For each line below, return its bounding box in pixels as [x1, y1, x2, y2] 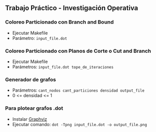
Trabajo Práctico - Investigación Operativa [5, 4, 138, 12]
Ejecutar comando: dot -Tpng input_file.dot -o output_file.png [12, 121, 147, 127]
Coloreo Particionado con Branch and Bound [5, 19, 114, 26]
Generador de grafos [5, 76, 56, 83]
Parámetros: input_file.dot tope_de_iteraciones [12, 64, 114, 69]
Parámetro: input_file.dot [12, 35, 68, 41]
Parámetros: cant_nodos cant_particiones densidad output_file [12, 87, 145, 93]
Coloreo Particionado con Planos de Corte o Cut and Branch [5, 47, 152, 54]
